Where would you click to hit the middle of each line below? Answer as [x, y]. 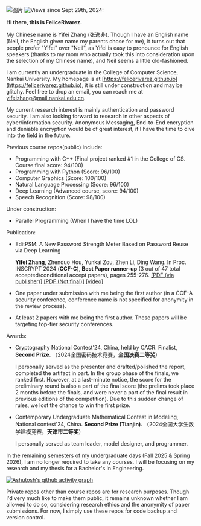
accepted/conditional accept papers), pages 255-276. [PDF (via [94, 275]
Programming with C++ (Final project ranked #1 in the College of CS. [100, 159]
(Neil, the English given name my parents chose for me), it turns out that [96, 41]
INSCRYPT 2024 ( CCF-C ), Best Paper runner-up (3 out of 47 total [97, 268]
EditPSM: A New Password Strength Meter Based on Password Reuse [101, 244]
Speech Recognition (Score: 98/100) [60, 197]
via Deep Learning [38, 250]
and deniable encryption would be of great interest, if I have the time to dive [101, 129]
